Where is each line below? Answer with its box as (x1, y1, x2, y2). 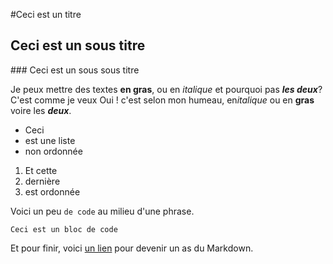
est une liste (24, 134, 76, 146)
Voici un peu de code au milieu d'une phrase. (10, 205, 195, 217)
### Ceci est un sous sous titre (10, 64, 140, 76)
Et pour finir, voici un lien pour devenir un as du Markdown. (10, 242, 254, 254)
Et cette (24, 164, 58, 176)
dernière (24, 175, 61, 187)
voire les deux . (10, 104, 72, 116)
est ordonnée (24, 185, 81, 198)
